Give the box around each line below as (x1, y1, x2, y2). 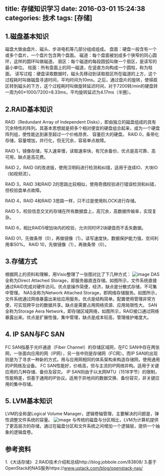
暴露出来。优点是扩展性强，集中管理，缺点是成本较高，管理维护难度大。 (5, 314, 151, 320)
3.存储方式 (5, 257, 38, 266)
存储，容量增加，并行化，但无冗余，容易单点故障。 (5, 137, 109, 144)
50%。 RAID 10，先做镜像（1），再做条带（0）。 (13, 242, 110, 248)
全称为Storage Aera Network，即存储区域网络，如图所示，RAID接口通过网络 (5, 308, 160, 314)
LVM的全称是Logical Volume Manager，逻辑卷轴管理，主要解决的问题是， (5, 411, 155, 417)
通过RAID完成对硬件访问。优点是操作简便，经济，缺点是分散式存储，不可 (5, 284, 153, 289)
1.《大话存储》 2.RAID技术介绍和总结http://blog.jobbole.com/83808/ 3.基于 (5, 459, 157, 465)
